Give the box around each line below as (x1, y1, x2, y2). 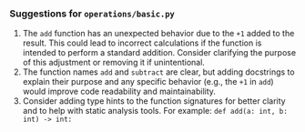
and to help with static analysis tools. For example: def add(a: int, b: (22, 106, 289, 117)
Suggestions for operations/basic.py (9, 7, 175, 20)
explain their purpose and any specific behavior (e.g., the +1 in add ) (22, 76, 275, 87)
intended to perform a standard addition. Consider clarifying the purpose (22, 47, 297, 58)
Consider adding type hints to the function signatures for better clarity (22, 96, 286, 107)
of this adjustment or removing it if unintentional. (22, 57, 205, 68)
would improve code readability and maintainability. (22, 86, 217, 97)
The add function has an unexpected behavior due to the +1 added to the (22, 28, 295, 39)
